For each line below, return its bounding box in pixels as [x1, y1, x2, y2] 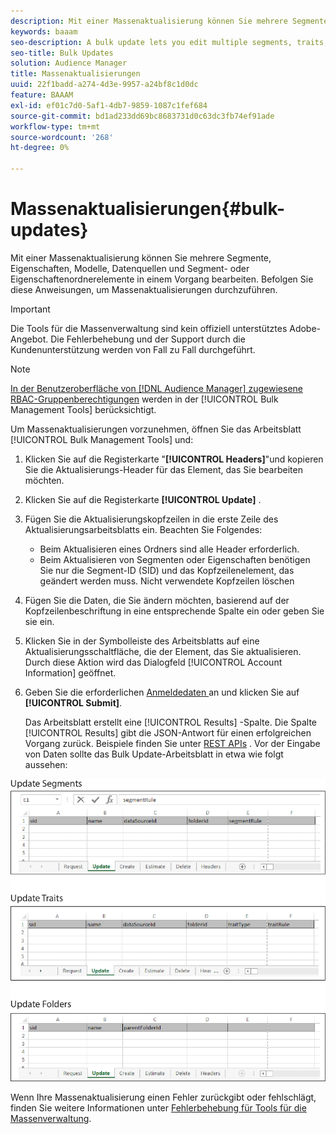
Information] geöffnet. [24, 666, 117, 679]
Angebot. [10, 333, 49, 345]
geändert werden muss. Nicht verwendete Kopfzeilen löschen [39, 575, 295, 587]
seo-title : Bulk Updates [10, 48, 114, 58]
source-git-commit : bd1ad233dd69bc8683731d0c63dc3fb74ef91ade [10, 111, 275, 121]
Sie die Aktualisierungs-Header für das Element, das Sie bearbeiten [24, 463, 303, 475]
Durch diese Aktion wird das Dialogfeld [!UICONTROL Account [24, 656, 283, 668]
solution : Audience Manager [10, 58, 128, 69]
